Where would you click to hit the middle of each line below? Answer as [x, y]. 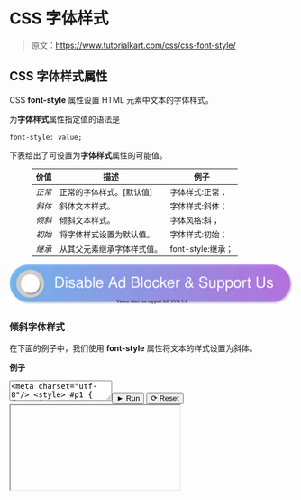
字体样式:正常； [199, 191]
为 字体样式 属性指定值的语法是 [64, 119]
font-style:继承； [202, 248]
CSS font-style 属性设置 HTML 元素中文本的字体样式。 [111, 99]
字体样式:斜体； [199, 206]
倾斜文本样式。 [87, 220]
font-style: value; [46, 137]
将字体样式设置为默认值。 [107, 235]
